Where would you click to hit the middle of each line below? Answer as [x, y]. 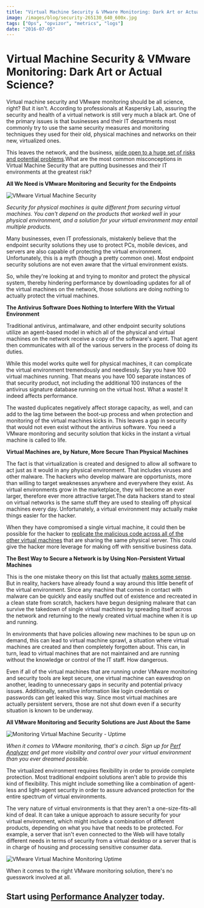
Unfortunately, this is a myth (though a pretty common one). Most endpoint [100, 258]
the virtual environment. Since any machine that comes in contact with [94, 590]
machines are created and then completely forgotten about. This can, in [96, 647]
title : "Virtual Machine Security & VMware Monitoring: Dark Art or [95, 12]
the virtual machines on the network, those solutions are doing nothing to [98, 289]
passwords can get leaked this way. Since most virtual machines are [92, 698]
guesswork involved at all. [39, 878]
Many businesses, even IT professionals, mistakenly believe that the [91, 239]
